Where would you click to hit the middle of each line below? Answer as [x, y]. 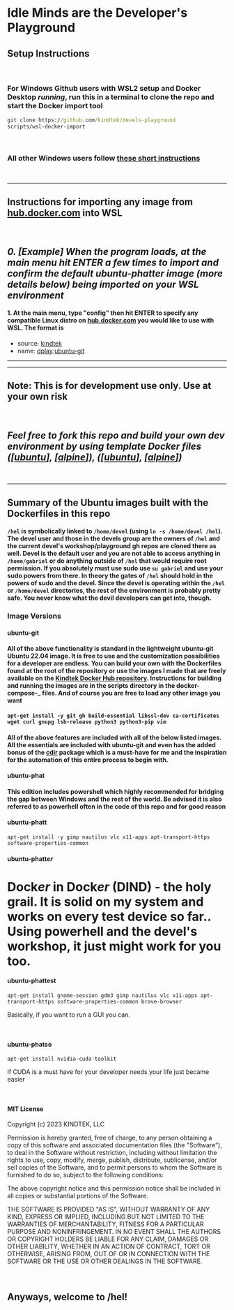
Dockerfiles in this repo [59, 514]
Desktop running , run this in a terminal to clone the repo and [111, 97]
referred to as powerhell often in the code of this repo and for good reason [117, 806]
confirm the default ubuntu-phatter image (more [115, 273]
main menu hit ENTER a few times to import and [113, 262]
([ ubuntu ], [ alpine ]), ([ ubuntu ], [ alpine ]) [95, 457]
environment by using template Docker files [104, 446]
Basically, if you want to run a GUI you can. [69, 1015]
